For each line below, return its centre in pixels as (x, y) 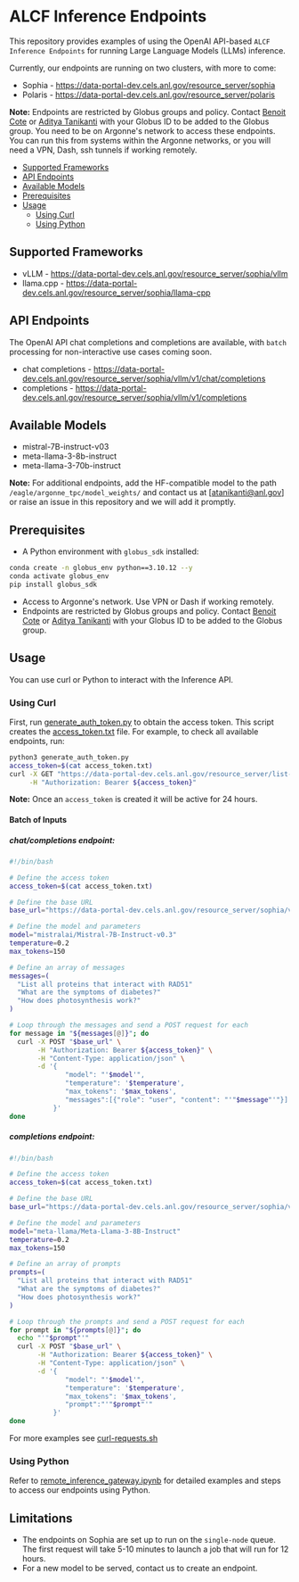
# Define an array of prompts (65, 1264)
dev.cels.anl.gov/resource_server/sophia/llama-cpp (116, 293)
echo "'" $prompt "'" (53, 1338)
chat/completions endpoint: (62, 840)
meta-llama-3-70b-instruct (72, 466)
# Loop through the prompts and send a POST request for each (127, 1321)
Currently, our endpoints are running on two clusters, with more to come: (143, 68)
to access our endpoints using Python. (80, 1490)
